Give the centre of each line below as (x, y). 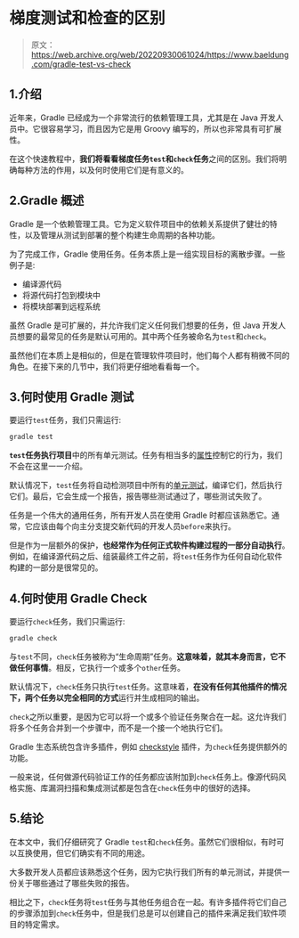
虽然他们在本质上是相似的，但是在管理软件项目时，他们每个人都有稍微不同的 (149, 355)
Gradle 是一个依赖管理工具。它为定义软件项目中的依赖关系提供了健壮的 (139, 224)
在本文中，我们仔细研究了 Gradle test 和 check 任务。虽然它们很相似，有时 (143, 842)
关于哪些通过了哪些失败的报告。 (75, 883)
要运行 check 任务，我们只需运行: (67, 622)
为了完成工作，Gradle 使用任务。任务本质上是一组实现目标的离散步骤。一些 (147, 254)
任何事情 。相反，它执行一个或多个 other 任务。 (101, 667)
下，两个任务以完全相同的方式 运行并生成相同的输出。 (107, 697)
